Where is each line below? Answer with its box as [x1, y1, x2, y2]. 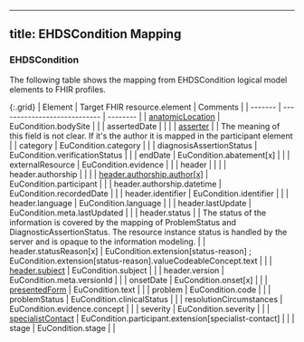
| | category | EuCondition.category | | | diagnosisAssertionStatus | [9, 139, 258, 150]
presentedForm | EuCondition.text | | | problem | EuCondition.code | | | [9, 284, 271, 295]
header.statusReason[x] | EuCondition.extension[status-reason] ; [9, 245, 252, 256]
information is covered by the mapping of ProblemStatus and [9, 216, 237, 227]
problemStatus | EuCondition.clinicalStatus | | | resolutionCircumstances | [9, 293, 283, 304]
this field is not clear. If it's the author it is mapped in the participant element [9, 130, 293, 141]
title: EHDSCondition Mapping [9, 26, 182, 42]
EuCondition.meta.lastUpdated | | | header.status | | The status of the [9, 207, 267, 218]
